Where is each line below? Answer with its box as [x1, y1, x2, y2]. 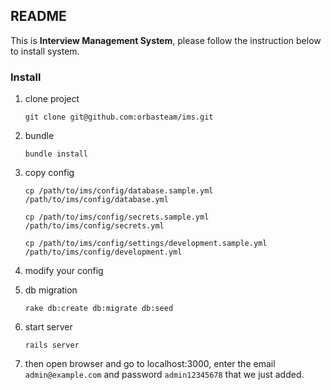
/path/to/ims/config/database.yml [24, 195, 169, 205]
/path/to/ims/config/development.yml [24, 247, 183, 258]
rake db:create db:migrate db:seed [24, 304, 174, 314]
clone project [24, 93, 80, 105]
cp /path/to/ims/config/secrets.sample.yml [24, 212, 210, 223]
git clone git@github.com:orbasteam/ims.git [24, 112, 214, 123]
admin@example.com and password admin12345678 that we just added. [24, 369, 305, 381]
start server [24, 321, 73, 333]
